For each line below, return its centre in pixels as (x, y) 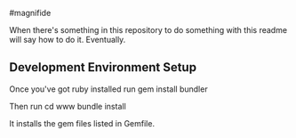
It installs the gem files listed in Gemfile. (82, 123)
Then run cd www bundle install (68, 106)
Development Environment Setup (103, 67)
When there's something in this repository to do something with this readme (148, 30)
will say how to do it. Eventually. (68, 40)
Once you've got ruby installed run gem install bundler (108, 89)
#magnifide (30, 13)
